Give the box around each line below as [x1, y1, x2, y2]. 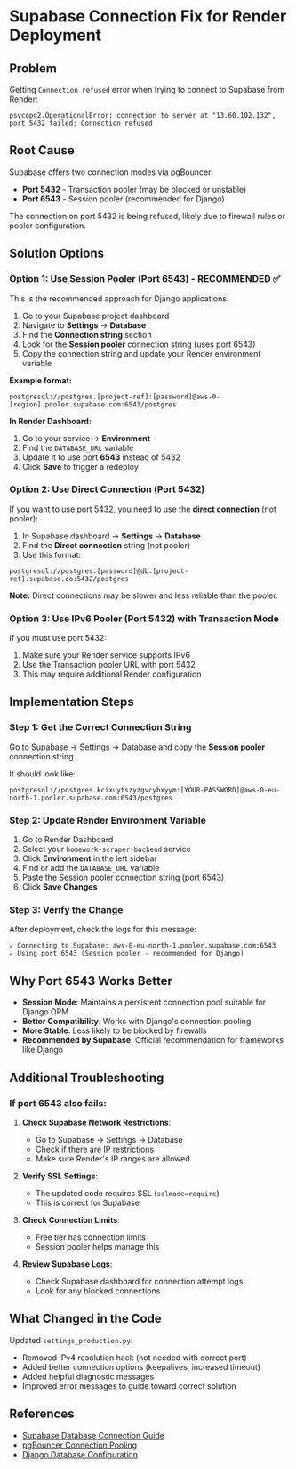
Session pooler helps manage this [35, 1241, 160, 1252]
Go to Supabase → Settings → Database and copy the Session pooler [9, 742, 265, 752]
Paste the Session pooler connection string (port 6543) [21, 872, 225, 883]
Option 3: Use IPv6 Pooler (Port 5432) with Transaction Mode [9, 612, 280, 625]
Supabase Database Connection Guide [21, 1430, 164, 1440]
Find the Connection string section [21, 329, 152, 340]
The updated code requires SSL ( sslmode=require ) [35, 1187, 220, 1198]
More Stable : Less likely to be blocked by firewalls [21, 1025, 207, 1036]
